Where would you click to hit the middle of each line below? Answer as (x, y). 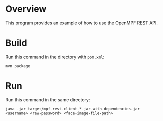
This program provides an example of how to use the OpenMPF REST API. (81, 23)
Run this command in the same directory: (48, 100)
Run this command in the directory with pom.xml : (55, 57)
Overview (26, 9)
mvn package (18, 66)
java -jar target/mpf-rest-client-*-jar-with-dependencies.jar (73, 109)
